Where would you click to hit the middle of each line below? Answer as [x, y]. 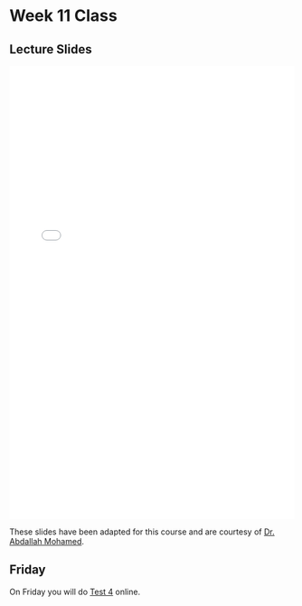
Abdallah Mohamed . [47, 541]
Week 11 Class [63, 16]
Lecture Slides [51, 49]
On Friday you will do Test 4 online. [75, 592]
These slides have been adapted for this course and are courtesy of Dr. [142, 532]
